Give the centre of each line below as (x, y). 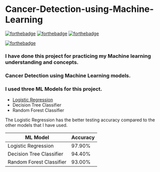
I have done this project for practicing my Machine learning (78, 56)
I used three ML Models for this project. (54, 89)
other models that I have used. (36, 125)
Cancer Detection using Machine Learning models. (68, 76)
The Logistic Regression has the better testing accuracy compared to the (80, 120)
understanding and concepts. (42, 62)
